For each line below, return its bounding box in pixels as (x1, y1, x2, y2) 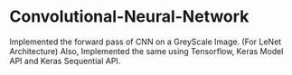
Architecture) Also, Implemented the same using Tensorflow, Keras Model (9, 45, 284, 56)
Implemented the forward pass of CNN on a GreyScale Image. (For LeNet (9, 36, 282, 47)
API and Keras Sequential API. (9, 55, 121, 66)
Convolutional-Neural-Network (9, 6, 250, 27)
